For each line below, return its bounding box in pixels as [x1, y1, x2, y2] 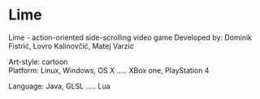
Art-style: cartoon [8, 57, 68, 67]
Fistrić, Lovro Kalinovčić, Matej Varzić [8, 41, 134, 50]
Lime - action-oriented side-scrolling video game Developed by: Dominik [8, 32, 253, 42]
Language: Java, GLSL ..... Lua [8, 81, 111, 91]
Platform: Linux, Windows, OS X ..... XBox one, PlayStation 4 [8, 65, 210, 75]
